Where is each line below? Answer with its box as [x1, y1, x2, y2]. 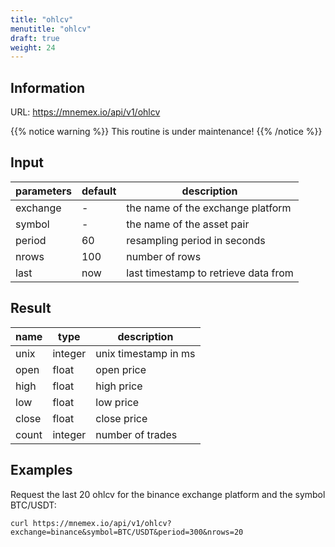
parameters [15, 184, 72, 198]
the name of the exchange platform [126, 201, 292, 215]
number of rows [126, 249, 202, 263]
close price [95, 411, 148, 425]
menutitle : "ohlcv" [10, 24, 92, 34]
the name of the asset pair [126, 217, 250, 231]
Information [10, 79, 86, 96]
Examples [10, 462, 73, 479]
